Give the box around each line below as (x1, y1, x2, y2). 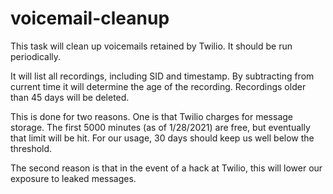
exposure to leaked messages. (10, 172, 137, 184)
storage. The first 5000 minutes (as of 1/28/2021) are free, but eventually (10, 121, 311, 133)
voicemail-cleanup (10, 7, 170, 30)
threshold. (10, 142, 53, 154)
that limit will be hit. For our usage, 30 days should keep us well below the (10, 132, 315, 144)
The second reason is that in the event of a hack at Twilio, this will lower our (10, 162, 323, 174)
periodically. (10, 50, 62, 62)
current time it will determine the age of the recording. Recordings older (10, 80, 307, 92)
